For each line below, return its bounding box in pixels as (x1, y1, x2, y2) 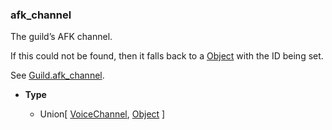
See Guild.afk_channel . (10, 69, 105, 82)
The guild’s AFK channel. (10, 31, 113, 43)
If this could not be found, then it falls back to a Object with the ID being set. (10, 50, 324, 62)
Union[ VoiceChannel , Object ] (39, 108, 166, 120)
